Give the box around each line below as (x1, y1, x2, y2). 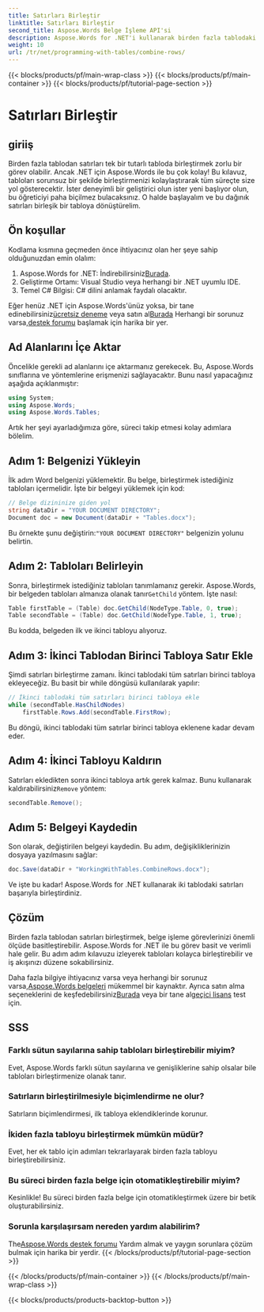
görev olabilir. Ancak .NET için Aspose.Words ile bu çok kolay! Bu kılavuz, (8, 167, 247, 177)
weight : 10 (8, 41, 44, 49)
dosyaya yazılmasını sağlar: (8, 850, 98, 860)
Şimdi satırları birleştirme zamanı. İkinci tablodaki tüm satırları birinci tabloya (8, 670, 255, 680)
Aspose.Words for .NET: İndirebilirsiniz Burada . (19, 269, 172, 278)
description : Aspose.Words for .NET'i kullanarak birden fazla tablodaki (8, 33, 257, 42)
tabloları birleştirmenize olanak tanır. (8, 1071, 126, 1081)
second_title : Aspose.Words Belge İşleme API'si (8, 26, 172, 34)
